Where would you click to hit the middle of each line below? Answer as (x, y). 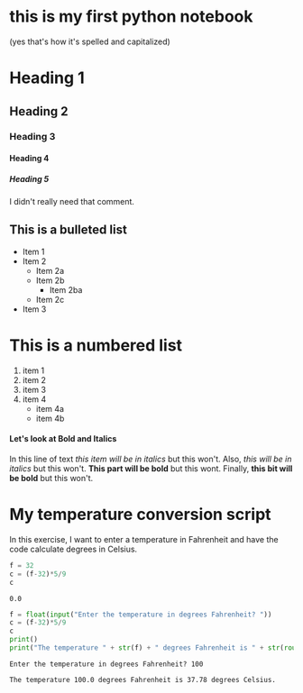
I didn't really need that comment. (72, 201)
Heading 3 (32, 137)
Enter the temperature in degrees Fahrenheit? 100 (106, 664)
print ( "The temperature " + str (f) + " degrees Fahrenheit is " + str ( (147, 648)
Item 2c (50, 299)
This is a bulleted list (69, 230)
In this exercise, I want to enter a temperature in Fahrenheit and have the (144, 539)
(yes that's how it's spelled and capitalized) (90, 41)
